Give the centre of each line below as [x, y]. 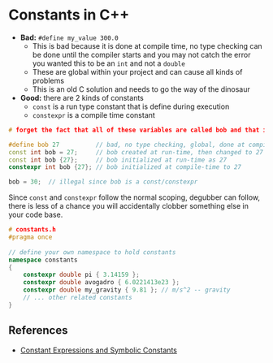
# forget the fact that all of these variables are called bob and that [134, 130]
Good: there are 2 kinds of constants [82, 97]
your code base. [36, 215]
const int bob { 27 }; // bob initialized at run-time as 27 [118, 160]
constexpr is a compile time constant [94, 115]
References [38, 331]
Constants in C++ [69, 15]
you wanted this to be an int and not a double [108, 63]
